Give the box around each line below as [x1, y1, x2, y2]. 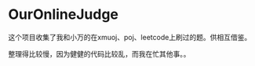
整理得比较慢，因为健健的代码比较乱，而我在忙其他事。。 [8, 49, 191, 58]
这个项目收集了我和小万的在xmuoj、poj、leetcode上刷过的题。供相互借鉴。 [8, 32, 252, 42]
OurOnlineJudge [8, 5, 119, 24]
